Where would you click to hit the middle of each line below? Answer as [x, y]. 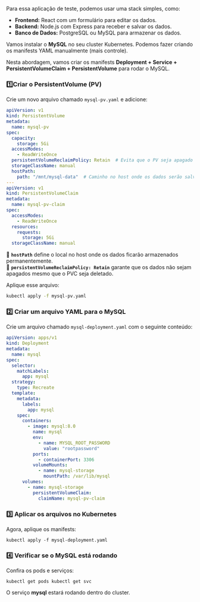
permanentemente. [29, 261]
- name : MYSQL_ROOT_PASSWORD [74, 443]
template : [24, 393]
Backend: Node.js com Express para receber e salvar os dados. [93, 26]
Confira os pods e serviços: [40, 570]
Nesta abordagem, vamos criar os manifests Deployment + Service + [92, 62]
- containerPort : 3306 [66, 460]
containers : [37, 421]
